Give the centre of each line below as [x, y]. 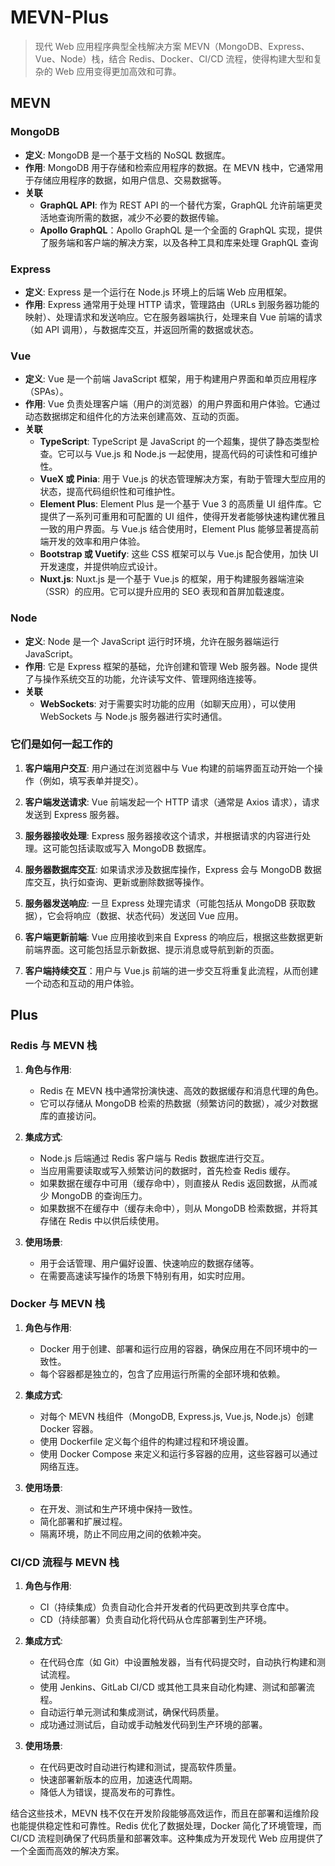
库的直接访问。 [70, 1115]
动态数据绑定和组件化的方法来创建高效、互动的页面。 [134, 417]
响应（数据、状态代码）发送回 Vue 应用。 [158, 915]
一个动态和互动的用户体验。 [82, 983]
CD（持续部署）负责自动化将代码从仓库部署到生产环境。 [155, 1620]
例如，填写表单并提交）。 [93, 780]
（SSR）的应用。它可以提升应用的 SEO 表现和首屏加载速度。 [164, 592]
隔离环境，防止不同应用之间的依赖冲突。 [123, 1533]
